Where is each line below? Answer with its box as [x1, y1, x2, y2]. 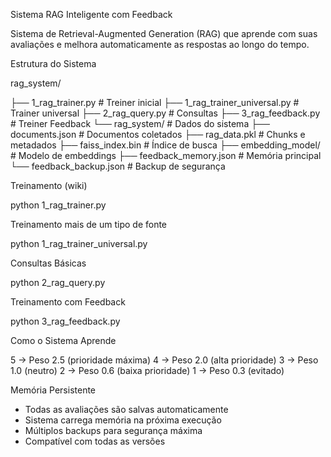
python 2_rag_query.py [10, 277, 106, 288]
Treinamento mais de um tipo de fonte [10, 219, 168, 230]
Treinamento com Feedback [10, 296, 126, 308]
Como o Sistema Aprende [10, 335, 117, 346]
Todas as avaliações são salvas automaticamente [24, 404, 229, 415]
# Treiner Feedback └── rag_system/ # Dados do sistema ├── [10, 118, 270, 129]
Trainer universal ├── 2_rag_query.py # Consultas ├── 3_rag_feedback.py [10, 107, 321, 119]
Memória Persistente [10, 384, 97, 396]
